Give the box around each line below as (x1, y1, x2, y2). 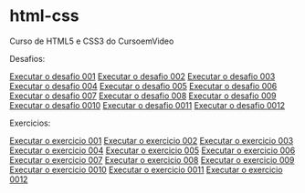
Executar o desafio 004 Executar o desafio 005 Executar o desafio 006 (9, 80, 278, 91)
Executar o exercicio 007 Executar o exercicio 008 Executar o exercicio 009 (9, 154, 295, 165)
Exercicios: (9, 117, 51, 128)
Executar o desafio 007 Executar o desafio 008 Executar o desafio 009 (9, 90, 277, 101)
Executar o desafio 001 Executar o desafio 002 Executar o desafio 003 (9, 70, 276, 82)
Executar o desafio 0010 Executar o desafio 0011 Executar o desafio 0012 (9, 99, 286, 110)
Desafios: (9, 53, 46, 64)
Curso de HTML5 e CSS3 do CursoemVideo (9, 36, 174, 46)
